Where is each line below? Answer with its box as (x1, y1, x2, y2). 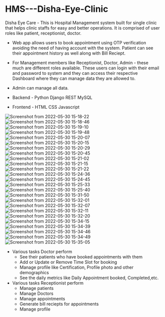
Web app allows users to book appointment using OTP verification (12, 39, 146, 45)
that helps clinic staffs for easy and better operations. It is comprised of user (5, 25, 160, 31)
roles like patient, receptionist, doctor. (5, 30, 82, 36)
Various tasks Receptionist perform (12, 280, 84, 286)
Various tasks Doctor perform (12, 249, 72, 254)
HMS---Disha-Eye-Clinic (5, 3, 109, 15)
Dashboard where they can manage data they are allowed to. (12, 75, 136, 81)
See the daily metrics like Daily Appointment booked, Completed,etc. (19, 275, 159, 281)
